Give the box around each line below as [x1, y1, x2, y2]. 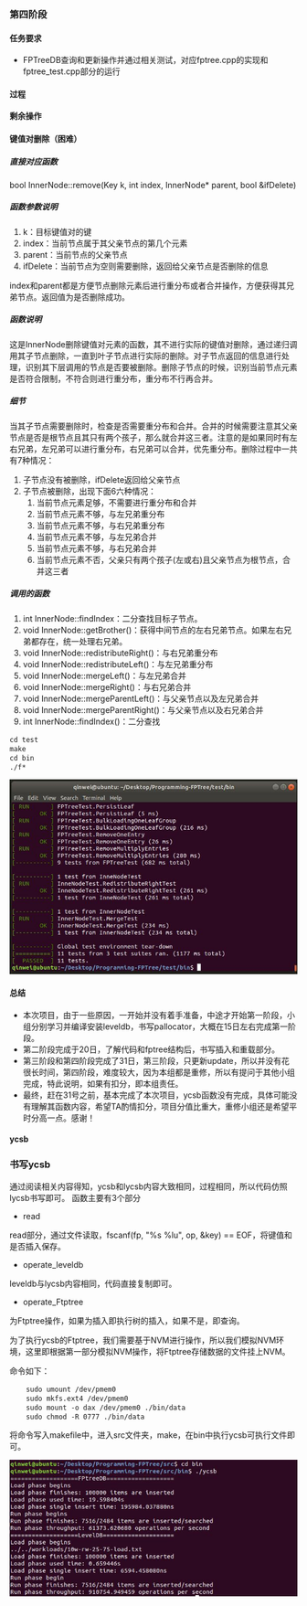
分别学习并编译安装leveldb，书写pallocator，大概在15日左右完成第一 [30, 1021, 289, 1032]
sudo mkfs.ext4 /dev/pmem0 [26, 1394, 129, 1403]
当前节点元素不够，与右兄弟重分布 [36, 519, 165, 531]
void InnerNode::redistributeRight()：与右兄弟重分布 [22, 647, 218, 658]
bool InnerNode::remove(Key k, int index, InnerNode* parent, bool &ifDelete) [9, 179, 297, 190]
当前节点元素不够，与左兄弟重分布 [36, 508, 165, 519]
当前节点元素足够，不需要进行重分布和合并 [36, 496, 197, 508]
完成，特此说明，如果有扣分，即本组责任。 [22, 1078, 184, 1089]
